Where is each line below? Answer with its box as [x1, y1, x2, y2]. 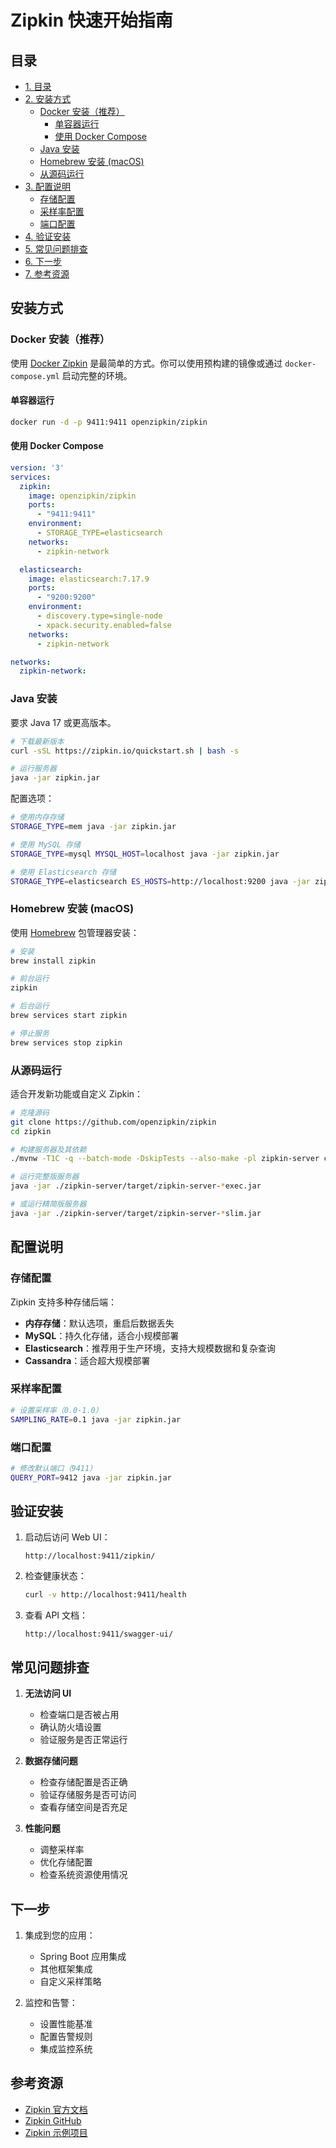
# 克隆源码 [10, 1107, 50, 1118]
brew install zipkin [10, 956, 97, 966]
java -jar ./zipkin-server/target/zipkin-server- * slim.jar [10, 1208, 262, 1218]
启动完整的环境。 [61, 369, 133, 381]
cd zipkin [10, 1126, 52, 1136]
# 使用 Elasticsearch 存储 [10, 867, 117, 877]
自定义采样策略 [39, 1975, 102, 1987]
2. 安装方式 [24, 93, 72, 105]
